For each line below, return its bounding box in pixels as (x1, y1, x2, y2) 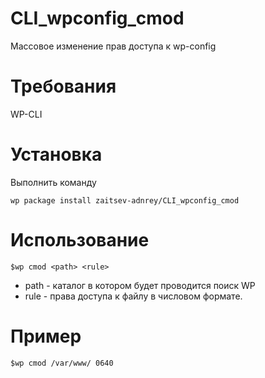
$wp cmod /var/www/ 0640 (10, 358, 114, 368)
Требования (10, 75, 117, 98)
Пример (10, 325, 82, 347)
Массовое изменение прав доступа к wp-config (10, 40, 217, 52)
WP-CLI (10, 108, 43, 120)
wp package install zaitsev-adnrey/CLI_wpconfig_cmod (10, 195, 240, 206)
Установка (10, 143, 103, 166)
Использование (10, 229, 150, 251)
